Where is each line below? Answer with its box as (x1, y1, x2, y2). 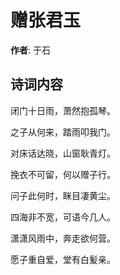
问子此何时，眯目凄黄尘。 (10, 189, 116, 201)
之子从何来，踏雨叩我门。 (10, 126, 116, 138)
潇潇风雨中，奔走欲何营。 (10, 232, 116, 244)
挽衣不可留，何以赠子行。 (10, 168, 116, 180)
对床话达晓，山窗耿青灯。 (10, 147, 116, 159)
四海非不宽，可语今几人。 (10, 211, 116, 223)
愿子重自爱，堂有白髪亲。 (10, 253, 116, 265)
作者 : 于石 (10, 44, 51, 56)
